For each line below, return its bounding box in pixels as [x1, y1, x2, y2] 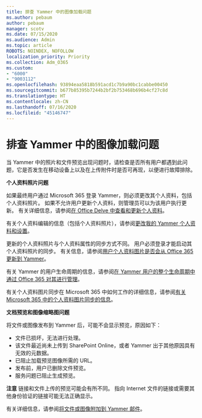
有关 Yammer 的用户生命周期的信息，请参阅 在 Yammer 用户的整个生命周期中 [6, 268, 195, 275]
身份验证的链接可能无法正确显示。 [11, 393, 96, 400]
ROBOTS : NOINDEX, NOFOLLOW [6, 48, 74, 54]
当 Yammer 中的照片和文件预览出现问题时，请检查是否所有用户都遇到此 [6, 159, 183, 166]
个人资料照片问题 [6, 179, 49, 186]
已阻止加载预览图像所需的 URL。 [14, 357, 96, 364]
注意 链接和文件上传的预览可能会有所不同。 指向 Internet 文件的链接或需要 [6, 385, 189, 392]
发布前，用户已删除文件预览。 [14, 364, 89, 372]
